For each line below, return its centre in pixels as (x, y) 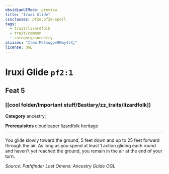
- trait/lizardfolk (30, 29)
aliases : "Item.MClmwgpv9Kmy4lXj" (41, 43)
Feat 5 (15, 91)
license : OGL (19, 47)
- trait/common (26, 33)
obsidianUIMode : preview (31, 10)
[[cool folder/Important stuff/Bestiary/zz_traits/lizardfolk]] (78, 105)
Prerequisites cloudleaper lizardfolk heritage (52, 126)
